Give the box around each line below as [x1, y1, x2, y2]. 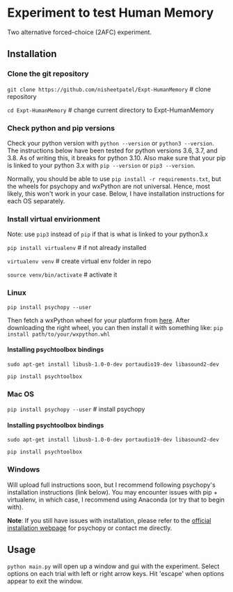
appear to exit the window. [7, 577, 83, 586]
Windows [7, 465, 40, 474]
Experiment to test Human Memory [7, 5, 214, 21]
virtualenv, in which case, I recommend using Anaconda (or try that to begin [7, 495, 225, 504]
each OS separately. [7, 196, 65, 205]
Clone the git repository [7, 69, 89, 79]
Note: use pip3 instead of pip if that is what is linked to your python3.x [7, 230, 209, 238]
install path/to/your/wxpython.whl [7, 331, 111, 338]
